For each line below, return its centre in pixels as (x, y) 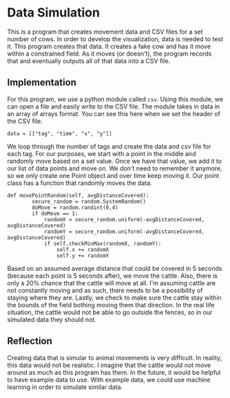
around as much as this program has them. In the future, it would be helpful (114, 372)
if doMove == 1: (55, 213)
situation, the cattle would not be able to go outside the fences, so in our (110, 312)
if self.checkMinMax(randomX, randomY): (103, 243)
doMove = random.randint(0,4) (75, 208)
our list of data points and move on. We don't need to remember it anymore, (115, 168)
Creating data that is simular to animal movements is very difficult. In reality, (115, 357)
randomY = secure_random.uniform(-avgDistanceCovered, (124, 232)
